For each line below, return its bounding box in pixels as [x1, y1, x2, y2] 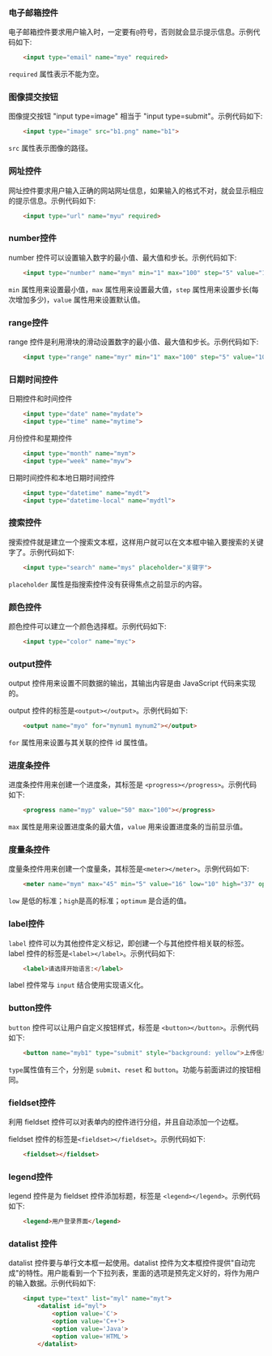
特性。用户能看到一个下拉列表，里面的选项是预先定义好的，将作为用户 [25, 1268, 261, 1278]
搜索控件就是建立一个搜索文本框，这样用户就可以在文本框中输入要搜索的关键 [8, 537, 264, 547]
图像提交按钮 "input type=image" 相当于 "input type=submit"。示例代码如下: [8, 111, 263, 121]
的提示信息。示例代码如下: [8, 196, 96, 205]
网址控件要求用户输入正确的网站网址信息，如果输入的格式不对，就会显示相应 [8, 185, 264, 196]
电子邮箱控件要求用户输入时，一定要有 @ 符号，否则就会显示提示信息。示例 [8, 27, 253, 37]
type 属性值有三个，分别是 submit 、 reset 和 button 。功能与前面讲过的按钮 [8, 1065, 254, 1074]
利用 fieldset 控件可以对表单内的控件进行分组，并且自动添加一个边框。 [8, 1117, 243, 1126]
